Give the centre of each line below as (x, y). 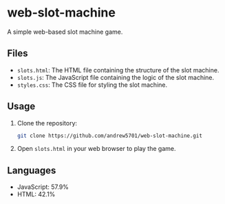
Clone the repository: (47, 123)
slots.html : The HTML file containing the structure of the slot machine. (118, 70)
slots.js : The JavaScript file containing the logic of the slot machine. (116, 77)
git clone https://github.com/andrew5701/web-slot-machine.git (110, 136)
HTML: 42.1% (36, 194)
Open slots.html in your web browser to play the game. (96, 149)
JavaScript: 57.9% (43, 187)
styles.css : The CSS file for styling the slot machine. (92, 85)
